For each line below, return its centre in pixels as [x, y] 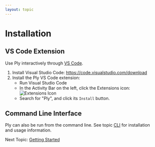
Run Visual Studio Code [43, 82]
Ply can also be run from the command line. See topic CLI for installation [77, 125]
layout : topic [19, 9]
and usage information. [28, 130]
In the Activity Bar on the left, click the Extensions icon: [75, 88]
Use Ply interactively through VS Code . [44, 63]
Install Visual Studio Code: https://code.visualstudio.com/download [79, 72]
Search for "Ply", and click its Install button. [65, 98]
